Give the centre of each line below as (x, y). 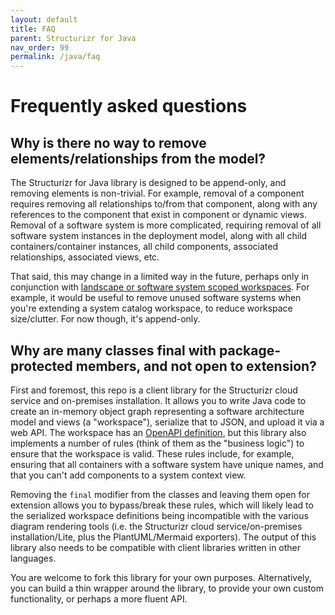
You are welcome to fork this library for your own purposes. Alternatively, (161, 577)
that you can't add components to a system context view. (128, 475)
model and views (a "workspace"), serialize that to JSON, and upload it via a (167, 422)
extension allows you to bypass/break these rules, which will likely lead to (162, 505)
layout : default (44, 19)
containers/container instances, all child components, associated (144, 247)
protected (41, 366)
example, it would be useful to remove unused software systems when (156, 298)
